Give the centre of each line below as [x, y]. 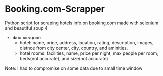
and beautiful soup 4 [27, 28]
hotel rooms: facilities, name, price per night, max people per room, [89, 53]
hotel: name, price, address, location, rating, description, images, [86, 42]
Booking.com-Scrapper [55, 9]
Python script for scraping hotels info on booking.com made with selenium [82, 23]
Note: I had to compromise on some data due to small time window [74, 68]
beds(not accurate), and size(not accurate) [64, 58]
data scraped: [27, 38]
